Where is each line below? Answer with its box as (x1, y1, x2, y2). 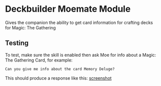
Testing (5, 39, 29, 47)
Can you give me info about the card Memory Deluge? (5, 66, 115, 71)
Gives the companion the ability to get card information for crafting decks (5, 20, 153, 25)
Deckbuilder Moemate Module (5, 3, 131, 15)
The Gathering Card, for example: (5, 57, 73, 63)
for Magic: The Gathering (5, 24, 56, 30)
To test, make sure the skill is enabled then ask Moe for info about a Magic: (5, 52, 157, 58)
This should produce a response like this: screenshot (5, 75, 112, 81)
